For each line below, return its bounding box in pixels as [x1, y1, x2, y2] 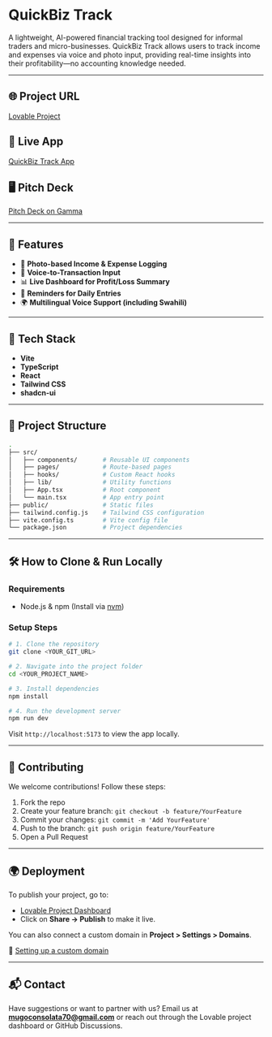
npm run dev [8, 715, 49, 723]
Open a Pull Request [19, 832, 89, 842]
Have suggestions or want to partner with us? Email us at [8, 1003, 198, 1013]
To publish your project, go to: [8, 889, 109, 899]
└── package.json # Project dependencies [8, 524, 183, 532]
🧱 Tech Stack [8, 331, 76, 346]
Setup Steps [8, 621, 58, 633]
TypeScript [19, 362, 59, 371]
